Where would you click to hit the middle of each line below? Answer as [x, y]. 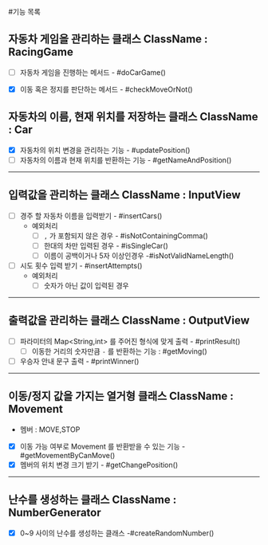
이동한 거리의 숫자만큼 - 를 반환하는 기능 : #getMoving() [119, 351]
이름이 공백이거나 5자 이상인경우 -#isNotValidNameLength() [139, 255]
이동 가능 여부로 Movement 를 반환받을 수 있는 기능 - [102, 446]
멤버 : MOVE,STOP [50, 429]
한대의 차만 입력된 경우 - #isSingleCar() [106, 245]
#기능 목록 [25, 12]
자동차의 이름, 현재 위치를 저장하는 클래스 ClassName [133, 117]
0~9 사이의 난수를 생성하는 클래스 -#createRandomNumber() [117, 533]
